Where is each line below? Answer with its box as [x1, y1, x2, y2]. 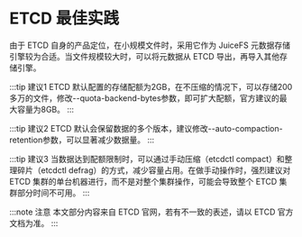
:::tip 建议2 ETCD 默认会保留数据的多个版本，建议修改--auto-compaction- [9, 123, 283, 133]
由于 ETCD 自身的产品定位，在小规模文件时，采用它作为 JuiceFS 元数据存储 [9, 40, 291, 50]
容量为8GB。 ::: [16, 104, 75, 114]
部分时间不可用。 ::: [16, 187, 90, 198]
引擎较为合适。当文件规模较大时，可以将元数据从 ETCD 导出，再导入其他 [9, 50, 280, 61]
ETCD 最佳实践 [9, 8, 120, 29]
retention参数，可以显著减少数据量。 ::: [9, 134, 155, 145]
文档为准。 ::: [9, 217, 59, 228]
